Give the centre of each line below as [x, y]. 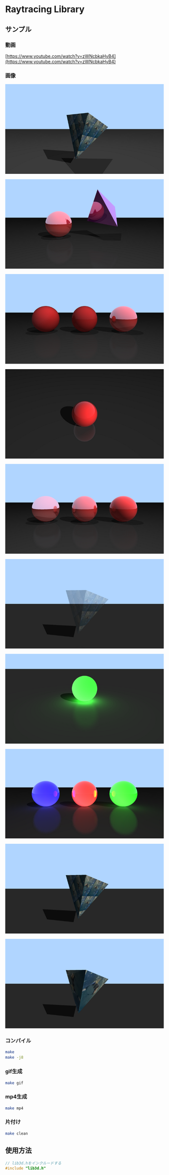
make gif [14, 1083]
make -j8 [14, 1058]
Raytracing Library [45, 9]
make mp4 [14, 1108]
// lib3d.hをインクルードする [33, 1163]
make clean [17, 1134]
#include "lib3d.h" [26, 1168]
